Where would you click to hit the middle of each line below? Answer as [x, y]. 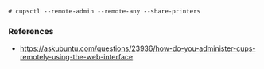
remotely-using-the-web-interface [76, 57]
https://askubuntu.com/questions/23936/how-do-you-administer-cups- [138, 48]
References [31, 31]
